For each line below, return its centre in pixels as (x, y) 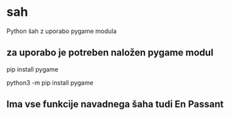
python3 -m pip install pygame (50, 83)
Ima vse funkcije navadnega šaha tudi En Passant (115, 104)
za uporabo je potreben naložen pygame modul (110, 53)
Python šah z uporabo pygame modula (62, 31)
